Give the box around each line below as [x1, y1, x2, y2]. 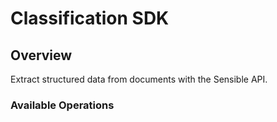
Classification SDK [10, 7, 170, 30]
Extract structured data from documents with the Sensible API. [10, 73, 268, 85]
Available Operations [10, 98, 115, 112]
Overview [10, 47, 73, 64]
